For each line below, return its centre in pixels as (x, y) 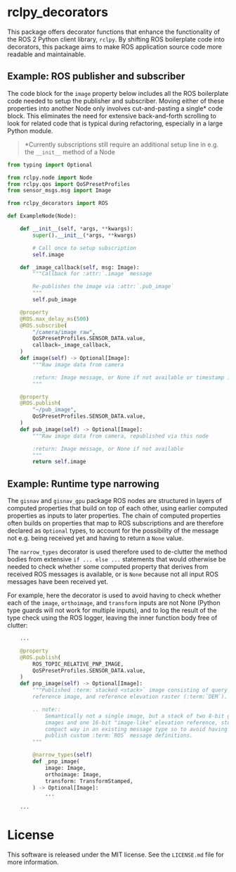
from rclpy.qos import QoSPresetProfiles (69, 184)
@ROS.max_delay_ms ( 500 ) (55, 319)
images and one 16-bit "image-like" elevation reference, (131, 723)
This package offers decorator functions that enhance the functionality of (113, 32)
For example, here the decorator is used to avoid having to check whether (114, 595)
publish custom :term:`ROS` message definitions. (119, 736)
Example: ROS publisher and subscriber (96, 76)
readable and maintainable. (47, 54)
